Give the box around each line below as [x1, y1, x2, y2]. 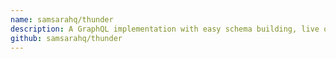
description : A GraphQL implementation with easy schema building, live [10, 24, 320, 34]
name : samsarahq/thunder [10, 14, 114, 25]
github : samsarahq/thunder [10, 33, 123, 43]
